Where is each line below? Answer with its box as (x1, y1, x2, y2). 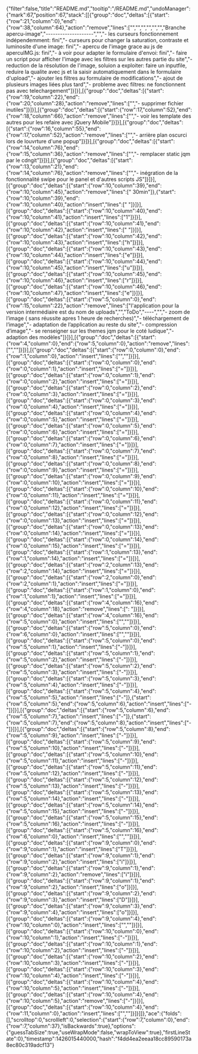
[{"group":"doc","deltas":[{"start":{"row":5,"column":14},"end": (6, 801, 159, 808)
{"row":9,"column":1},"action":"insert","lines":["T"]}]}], (6, 846, 138, 852)
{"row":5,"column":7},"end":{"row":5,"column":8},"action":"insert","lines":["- (6, 719, 191, 726)
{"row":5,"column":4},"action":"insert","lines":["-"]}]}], (6, 681, 138, 688)
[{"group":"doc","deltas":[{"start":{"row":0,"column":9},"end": (6, 473, 157, 479)
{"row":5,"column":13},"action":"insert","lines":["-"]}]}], (6, 782, 140, 789)
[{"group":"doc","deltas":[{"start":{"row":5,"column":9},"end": (6, 738, 157, 745)
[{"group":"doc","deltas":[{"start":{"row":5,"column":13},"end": (6, 789, 159, 796)
